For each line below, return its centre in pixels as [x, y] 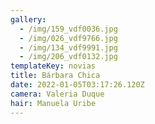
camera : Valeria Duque [57, 94]
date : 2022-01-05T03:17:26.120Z [77, 85]
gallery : [28, 19]
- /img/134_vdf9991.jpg [68, 47]
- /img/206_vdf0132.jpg [68, 57]
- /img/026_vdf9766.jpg [68, 38]
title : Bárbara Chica [55, 76]
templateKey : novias [53, 66]
